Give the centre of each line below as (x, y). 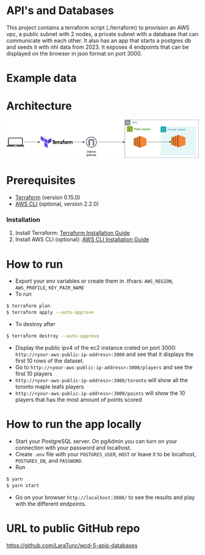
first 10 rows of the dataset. (49, 360)
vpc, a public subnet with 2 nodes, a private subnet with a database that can (102, 34)
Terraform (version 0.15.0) (48, 198)
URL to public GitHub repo (73, 528)
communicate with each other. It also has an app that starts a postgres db (99, 40)
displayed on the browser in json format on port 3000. (74, 53)
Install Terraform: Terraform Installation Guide (72, 233)
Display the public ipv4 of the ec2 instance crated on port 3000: (96, 347)
